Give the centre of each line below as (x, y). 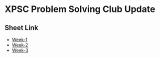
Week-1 (20, 39)
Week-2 (20, 45)
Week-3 (20, 50)
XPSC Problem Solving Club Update (80, 9)
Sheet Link (21, 28)
